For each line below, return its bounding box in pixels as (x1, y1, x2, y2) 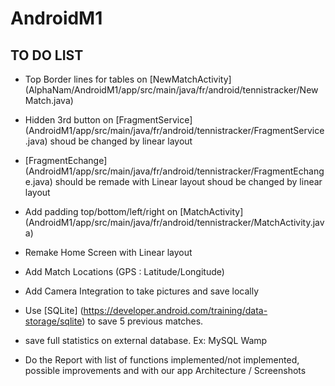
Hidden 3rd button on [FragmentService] (24, 114, 193, 126)
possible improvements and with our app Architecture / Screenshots (24, 365, 307, 376)
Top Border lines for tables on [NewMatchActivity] (24, 73, 232, 85)
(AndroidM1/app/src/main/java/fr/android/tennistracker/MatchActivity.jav (24, 217, 325, 228)
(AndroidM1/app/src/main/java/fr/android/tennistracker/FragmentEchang (24, 165, 325, 177)
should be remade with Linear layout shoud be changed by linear (54, 176, 323, 187)
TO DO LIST (10, 47, 84, 64)
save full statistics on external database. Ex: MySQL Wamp (24, 335, 268, 346)
